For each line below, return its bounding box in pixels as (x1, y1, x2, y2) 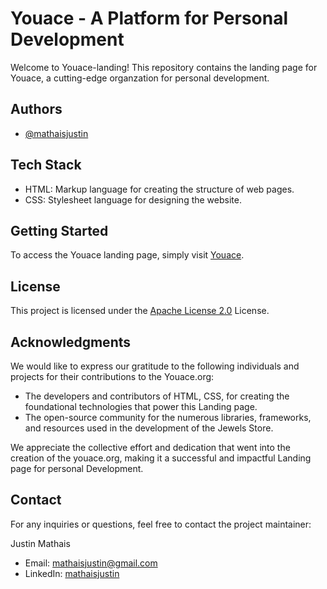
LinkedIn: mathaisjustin (24, 567, 120, 579)
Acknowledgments (10, 333, 132, 351)
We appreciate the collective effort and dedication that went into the (10, 442, 291, 453)
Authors (10, 101, 63, 118)
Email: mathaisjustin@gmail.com (24, 557, 158, 569)
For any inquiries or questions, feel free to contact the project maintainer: (10, 518, 312, 530)
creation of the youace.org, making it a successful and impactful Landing (10, 452, 312, 464)
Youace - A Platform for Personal (10, 7, 289, 30)
